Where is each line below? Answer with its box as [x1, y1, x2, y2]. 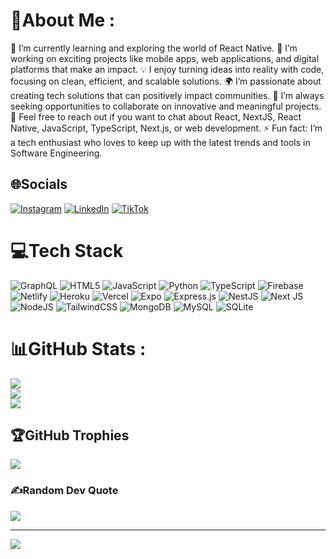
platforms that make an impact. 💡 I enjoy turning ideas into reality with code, [10, 63, 325, 75]
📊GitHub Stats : [10, 337, 147, 360]
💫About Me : [10, 9, 116, 32]
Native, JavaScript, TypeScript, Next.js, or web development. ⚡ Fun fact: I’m [10, 122, 323, 134]
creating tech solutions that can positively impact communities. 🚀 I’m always [10, 89, 325, 101]
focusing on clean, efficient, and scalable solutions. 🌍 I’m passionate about [10, 75, 322, 87]
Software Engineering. [10, 147, 103, 159]
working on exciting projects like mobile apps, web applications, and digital [10, 52, 320, 64]
